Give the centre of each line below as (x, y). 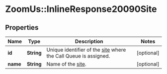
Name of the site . (66, 64)
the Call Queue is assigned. (78, 56)
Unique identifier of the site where (86, 50)
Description (89, 41)
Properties (22, 28)
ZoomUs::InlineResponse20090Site (81, 9)
